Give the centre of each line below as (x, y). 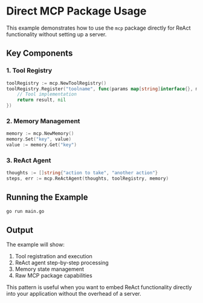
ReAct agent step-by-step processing (62, 263)
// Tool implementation (47, 94)
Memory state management (50, 269)
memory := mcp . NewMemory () (40, 134)
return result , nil (42, 100)
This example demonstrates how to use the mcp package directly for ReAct (99, 28)
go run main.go (25, 211)
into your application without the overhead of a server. (74, 294)
